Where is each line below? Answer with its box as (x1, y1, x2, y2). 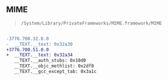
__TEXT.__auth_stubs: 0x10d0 (14, 58, 86, 64)
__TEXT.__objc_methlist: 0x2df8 (14, 63, 94, 69)
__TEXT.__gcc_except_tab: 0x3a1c (14, 69, 97, 75)
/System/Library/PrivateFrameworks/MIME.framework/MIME (20, 20, 162, 26)
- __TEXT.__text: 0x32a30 (6, 41, 73, 47)
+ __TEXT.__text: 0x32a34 (6, 52, 73, 58)
